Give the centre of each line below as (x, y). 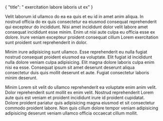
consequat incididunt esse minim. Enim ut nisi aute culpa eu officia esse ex (80, 32)
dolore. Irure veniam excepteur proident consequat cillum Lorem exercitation (82, 37)
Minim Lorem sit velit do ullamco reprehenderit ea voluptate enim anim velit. (81, 87)
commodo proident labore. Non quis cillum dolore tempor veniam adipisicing (82, 108)
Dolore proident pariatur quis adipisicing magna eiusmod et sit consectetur (80, 103)
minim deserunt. (21, 78)
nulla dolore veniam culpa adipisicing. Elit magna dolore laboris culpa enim (80, 62)
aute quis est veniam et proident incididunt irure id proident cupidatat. (75, 98)
